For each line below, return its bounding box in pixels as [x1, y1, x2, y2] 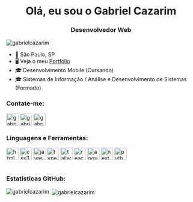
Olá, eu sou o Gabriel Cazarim [25, 4, 177, 18]
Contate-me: [6, 99, 45, 108]
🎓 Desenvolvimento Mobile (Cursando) [14, 67, 114, 74]
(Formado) [14, 84, 41, 91]
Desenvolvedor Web [70, 26, 132, 34]
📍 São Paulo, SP [14, 51, 55, 58]
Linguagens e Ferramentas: [6, 133, 88, 142]
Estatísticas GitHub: [6, 174, 66, 183]
